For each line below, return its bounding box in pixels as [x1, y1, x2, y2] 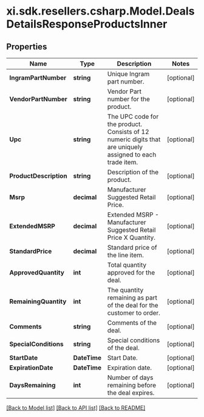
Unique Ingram [107, 70, 150, 78]
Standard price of [107, 244, 157, 251]
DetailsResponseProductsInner [6, 17, 168, 31]
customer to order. [107, 309, 161, 317]
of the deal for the [107, 301, 159, 309]
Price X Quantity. [107, 233, 156, 242]
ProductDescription [9, 172, 68, 180]
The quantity [107, 286, 144, 294]
